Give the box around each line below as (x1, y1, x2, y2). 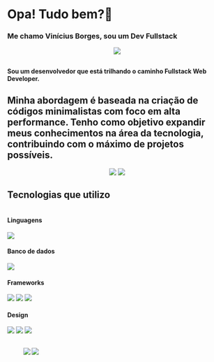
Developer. (7, 74, 40, 82)
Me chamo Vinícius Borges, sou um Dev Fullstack (7, 31, 178, 41)
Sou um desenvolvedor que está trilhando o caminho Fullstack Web (7, 66, 207, 75)
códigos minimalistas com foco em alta (7, 106, 181, 117)
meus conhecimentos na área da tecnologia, (7, 127, 204, 139)
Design (7, 310, 29, 319)
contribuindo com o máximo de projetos (7, 138, 185, 150)
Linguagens (7, 216, 43, 224)
